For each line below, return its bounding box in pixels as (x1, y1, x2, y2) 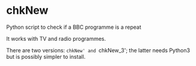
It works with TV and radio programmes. (6, 35, 106, 42)
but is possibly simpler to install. (6, 53, 86, 60)
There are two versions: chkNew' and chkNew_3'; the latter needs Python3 (6, 46, 191, 54)
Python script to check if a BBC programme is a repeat (6, 23, 141, 31)
